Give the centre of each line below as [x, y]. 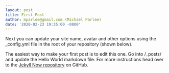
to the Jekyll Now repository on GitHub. [47, 65]
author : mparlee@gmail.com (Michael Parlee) [53, 19]
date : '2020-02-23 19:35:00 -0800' [43, 24]
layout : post [19, 10]
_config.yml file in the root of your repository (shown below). [69, 44]
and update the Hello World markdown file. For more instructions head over [84, 60]
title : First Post [25, 15]
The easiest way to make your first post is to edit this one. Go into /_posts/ [83, 54]
